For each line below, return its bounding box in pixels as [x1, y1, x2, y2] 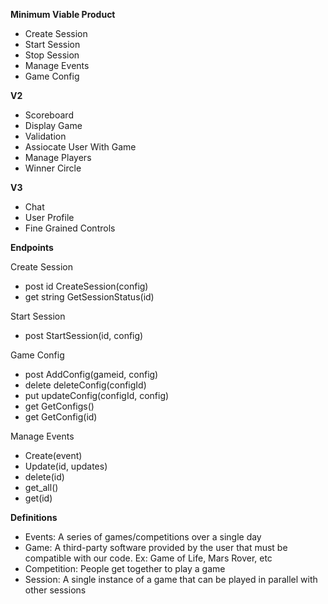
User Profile [24, 212, 75, 223]
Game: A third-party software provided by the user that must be [24, 542, 288, 553]
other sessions [24, 584, 87, 596]
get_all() [24, 482, 59, 493]
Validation [24, 130, 67, 142]
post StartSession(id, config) [24, 330, 144, 341]
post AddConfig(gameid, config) [24, 369, 159, 380]
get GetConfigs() [24, 400, 95, 412]
